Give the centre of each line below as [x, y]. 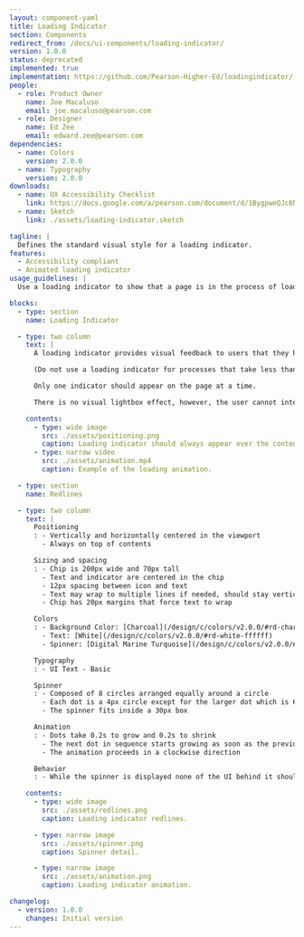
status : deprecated [46, 60]
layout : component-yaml [54, 18]
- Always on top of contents [97, 545]
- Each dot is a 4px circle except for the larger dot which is [166, 702]
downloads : [30, 187]
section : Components [48, 34]
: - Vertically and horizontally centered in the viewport [147, 536]
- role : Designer [50, 119]
